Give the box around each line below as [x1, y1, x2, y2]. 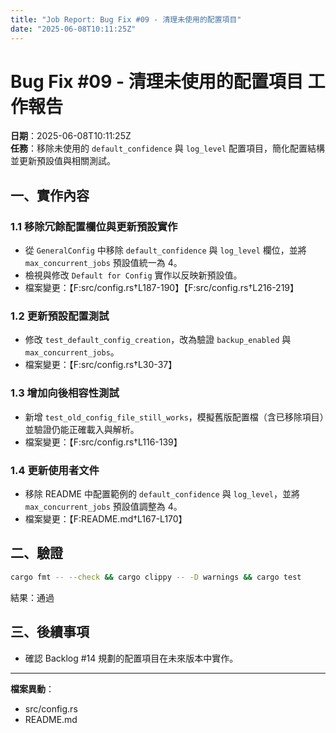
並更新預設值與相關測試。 [10, 155, 116, 167]
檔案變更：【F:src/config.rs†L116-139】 [24, 436, 183, 448]
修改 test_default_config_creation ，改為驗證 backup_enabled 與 [24, 334, 292, 346]
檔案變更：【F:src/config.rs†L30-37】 [24, 359, 178, 371]
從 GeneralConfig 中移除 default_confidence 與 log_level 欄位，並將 [24, 244, 307, 256]
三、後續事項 [10, 624, 90, 641]
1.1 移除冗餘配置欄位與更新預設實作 [10, 219, 178, 233]
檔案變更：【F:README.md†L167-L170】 [24, 513, 188, 525]
